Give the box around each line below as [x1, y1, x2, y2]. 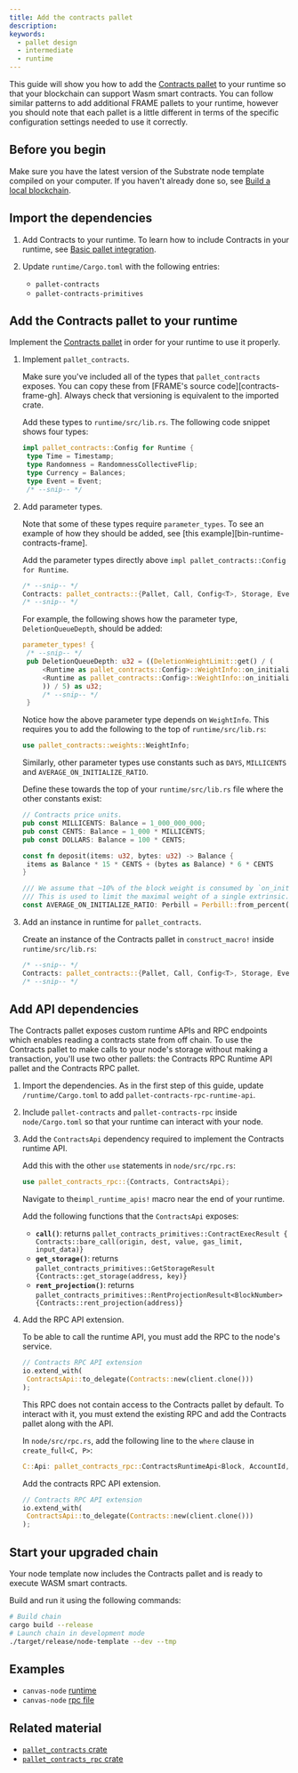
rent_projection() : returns [35, 1280, 135, 1291]
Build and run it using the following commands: [9, 1594, 181, 1606]
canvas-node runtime [21, 1685, 97, 1696]
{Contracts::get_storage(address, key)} [35, 1272, 188, 1281]
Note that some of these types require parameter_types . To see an [21, 518, 264, 529]
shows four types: [21, 426, 89, 437]
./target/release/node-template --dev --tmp [9, 1637, 177, 1646]
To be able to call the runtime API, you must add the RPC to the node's [21, 1332, 280, 1342]
